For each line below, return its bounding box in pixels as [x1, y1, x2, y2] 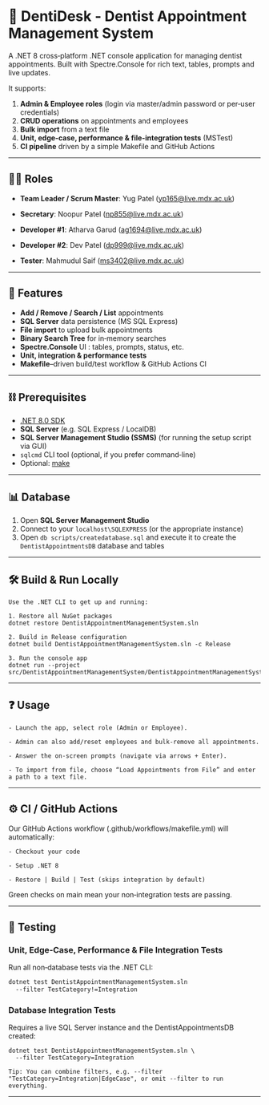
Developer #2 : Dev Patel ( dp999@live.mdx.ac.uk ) [19, 240, 185, 249]
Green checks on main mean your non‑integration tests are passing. [8, 889, 232, 899]
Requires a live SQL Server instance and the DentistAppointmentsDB [8, 1022, 235, 1033]
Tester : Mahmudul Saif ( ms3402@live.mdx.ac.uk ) [19, 256, 185, 265]
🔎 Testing [8, 921, 57, 934]
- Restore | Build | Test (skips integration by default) [8, 876, 206, 884]
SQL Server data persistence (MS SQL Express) [19, 316, 179, 326]
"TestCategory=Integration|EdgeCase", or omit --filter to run [8, 1075, 224, 1083]
